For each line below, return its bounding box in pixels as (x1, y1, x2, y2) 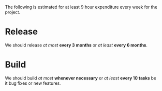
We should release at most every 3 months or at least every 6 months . (5, 42, 147, 48)
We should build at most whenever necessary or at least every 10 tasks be (5, 75, 156, 81)
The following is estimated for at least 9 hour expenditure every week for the (5, 4, 158, 10)
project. (5, 9, 21, 15)
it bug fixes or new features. (5, 80, 61, 86)
